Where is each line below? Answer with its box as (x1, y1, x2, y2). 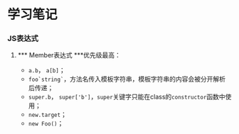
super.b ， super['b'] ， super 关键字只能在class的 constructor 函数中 (28, 93, 225, 101)
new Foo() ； (28, 119, 64, 128)
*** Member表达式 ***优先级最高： (17, 51, 121, 60)
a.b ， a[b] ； (28, 66, 65, 74)
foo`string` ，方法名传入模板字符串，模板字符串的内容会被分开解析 (28, 75, 226, 84)
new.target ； (28, 111, 68, 119)
